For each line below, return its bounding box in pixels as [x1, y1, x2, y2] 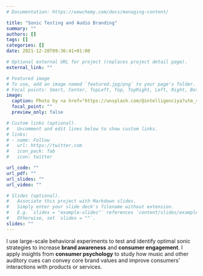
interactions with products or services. [6, 263, 103, 270]
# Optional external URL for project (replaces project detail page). [6, 59, 188, 65]
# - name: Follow [6, 137, 50, 143]
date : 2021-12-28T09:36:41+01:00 [6, 48, 91, 54]
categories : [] [6, 42, 45, 48]
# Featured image [6, 75, 50, 82]
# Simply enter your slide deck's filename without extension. [6, 204, 174, 210]
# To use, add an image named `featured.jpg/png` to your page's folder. [6, 81, 196, 87]
